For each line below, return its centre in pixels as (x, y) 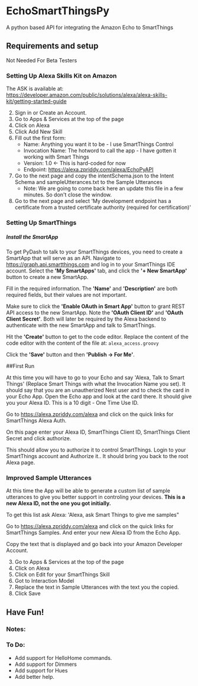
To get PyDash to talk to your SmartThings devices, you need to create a (95, 252)
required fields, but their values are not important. (66, 294)
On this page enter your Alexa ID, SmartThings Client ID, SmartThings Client (98, 432)
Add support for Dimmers (46, 664)
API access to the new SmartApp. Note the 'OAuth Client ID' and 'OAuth (95, 312)
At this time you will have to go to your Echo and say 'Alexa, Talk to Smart (95, 377)
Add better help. (35, 677)
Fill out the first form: (40, 138)
